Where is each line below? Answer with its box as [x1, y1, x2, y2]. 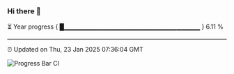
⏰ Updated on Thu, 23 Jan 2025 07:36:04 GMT [7, 45, 144, 54]
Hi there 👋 [7, 6, 42, 16]
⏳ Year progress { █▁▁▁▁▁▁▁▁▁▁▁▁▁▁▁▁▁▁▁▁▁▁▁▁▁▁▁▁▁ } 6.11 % [7, 22, 224, 31]
